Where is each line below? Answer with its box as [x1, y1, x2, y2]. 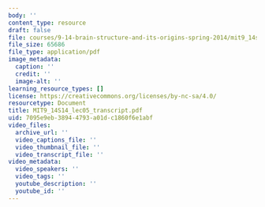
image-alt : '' [15, 77, 62, 85]
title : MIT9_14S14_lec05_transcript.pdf [8, 107, 144, 115]
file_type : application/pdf [8, 48, 101, 56]
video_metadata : [8, 158, 62, 166]
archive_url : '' [15, 128, 69, 136]
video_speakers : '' [15, 165, 80, 173]
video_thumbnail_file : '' [15, 143, 101, 151]
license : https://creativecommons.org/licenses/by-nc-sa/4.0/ [8, 92, 217, 100]
